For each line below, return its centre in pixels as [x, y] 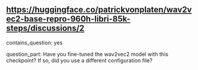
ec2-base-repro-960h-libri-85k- [68, 19]
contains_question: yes [34, 42]
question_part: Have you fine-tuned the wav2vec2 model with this [87, 54]
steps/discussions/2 [45, 28]
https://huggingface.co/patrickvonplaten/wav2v [99, 10]
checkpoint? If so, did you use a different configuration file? [79, 60]
